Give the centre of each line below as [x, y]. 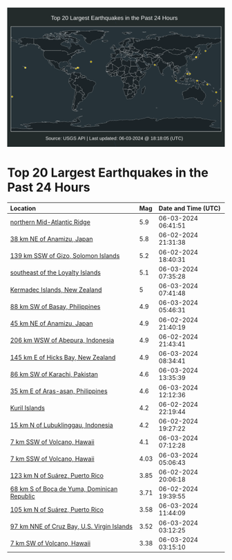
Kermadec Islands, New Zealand [56, 290]
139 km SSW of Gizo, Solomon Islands [65, 256]
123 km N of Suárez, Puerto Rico [57, 476]
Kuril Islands [27, 408]
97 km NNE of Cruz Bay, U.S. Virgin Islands [71, 527]
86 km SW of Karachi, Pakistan [54, 374]
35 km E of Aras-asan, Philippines [59, 391]
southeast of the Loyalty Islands [56, 272]
